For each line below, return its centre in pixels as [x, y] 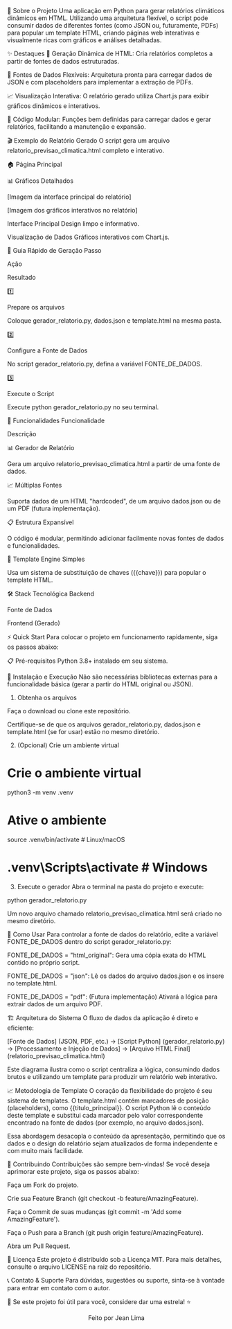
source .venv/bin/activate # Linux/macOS [66, 839]
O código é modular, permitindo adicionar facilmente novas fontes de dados [116, 538]
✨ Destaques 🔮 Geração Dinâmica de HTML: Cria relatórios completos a [110, 53]
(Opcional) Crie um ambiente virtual [68, 745]
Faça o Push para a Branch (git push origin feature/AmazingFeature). [105, 1232]
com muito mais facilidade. [46, 1150]
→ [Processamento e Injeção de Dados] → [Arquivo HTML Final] [99, 1049]
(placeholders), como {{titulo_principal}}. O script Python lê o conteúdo [109, 1107]
